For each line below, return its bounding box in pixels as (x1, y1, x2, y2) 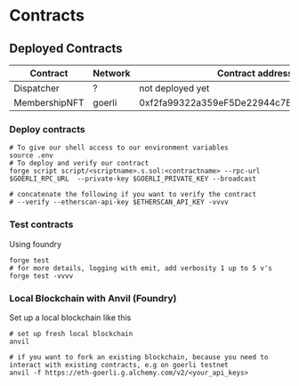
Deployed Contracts (9, 41, 123, 56)
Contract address (216, 68, 294, 79)
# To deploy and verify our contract (9, 159, 149, 168)
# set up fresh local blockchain (9, 329, 133, 338)
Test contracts (9, 219, 74, 231)
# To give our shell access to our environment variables (9, 143, 229, 152)
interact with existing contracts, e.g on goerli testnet (9, 360, 229, 369)
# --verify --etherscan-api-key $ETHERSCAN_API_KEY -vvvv (9, 197, 229, 207)
